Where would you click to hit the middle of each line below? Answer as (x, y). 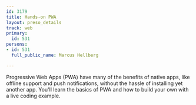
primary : (17, 33)
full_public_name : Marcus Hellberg (55, 55)
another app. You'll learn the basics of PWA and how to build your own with (98, 89)
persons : (17, 45)
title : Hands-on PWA (31, 17)
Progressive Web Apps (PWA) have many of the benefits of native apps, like (98, 77)
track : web (19, 28)
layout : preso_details (34, 22)
